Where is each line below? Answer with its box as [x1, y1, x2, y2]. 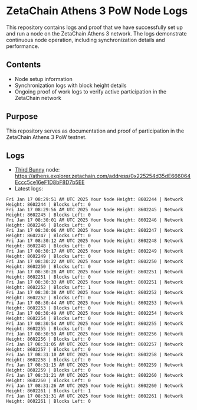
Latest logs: [14, 185, 43, 192]
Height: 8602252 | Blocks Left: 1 [6, 285, 91, 290]
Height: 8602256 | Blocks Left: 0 [6, 336, 91, 343]
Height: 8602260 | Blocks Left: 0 [6, 377, 91, 384]
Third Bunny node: [14, 166, 60, 173]
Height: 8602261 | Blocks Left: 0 [6, 398, 91, 405]
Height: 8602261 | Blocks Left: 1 [6, 388, 91, 394]
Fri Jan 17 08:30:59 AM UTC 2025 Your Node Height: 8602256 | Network [6, 331, 183, 337]
